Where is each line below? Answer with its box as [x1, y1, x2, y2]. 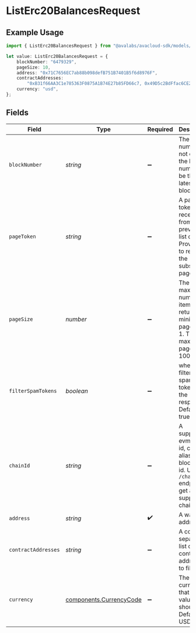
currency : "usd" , [16, 86, 59, 92]
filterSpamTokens [9, 388, 57, 394]
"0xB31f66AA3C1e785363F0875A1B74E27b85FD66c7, [27, 81, 142, 87]
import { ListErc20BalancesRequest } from [6, 43, 111, 49]
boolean [65, 386, 89, 395]
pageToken [9, 233, 36, 239]
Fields [6, 108, 29, 118]
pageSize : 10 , [16, 64, 51, 70]
